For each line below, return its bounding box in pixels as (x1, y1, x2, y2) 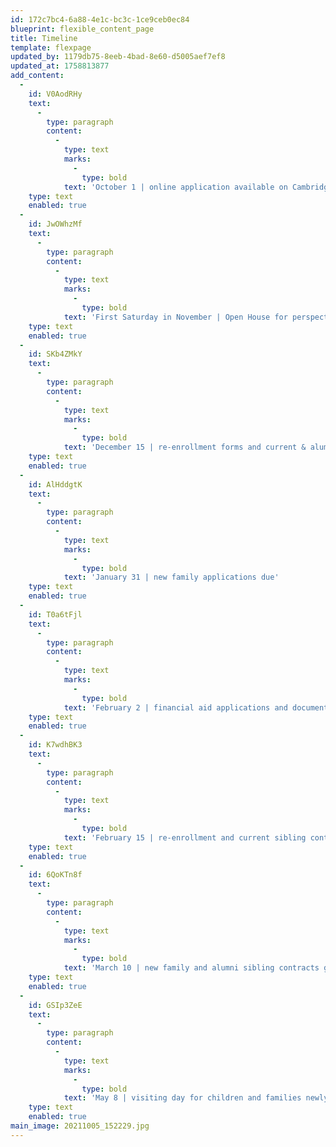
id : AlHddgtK (28, 479, 83, 490)
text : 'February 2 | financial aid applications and (63, 702, 288, 713)
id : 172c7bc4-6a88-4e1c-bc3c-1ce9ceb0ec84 (10, 14, 190, 25)
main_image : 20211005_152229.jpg (10, 1121, 150, 1131)
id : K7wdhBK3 (28, 740, 83, 750)
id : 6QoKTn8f (28, 870, 83, 880)
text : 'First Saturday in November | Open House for (63, 312, 288, 322)
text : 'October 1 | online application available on (63, 182, 288, 192)
